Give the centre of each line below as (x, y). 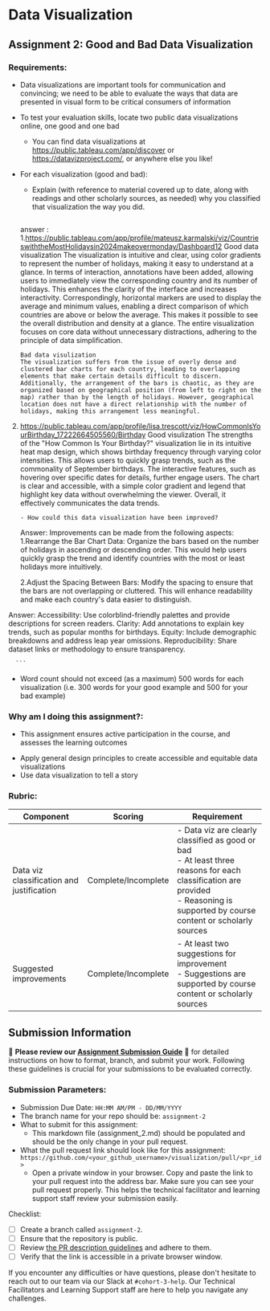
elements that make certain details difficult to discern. (121, 376)
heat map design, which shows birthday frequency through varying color (141, 451)
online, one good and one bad (70, 125)
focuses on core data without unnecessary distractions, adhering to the (138, 332)
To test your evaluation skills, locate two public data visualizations (129, 117)
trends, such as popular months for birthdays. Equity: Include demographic (133, 631)
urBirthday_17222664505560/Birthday (83, 435)
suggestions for (206, 954)
